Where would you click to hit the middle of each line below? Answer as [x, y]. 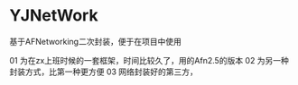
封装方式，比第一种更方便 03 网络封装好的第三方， [104, 72]
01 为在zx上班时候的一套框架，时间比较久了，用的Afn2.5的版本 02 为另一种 [149, 60]
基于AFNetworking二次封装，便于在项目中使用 [96, 41]
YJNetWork [54, 16]
